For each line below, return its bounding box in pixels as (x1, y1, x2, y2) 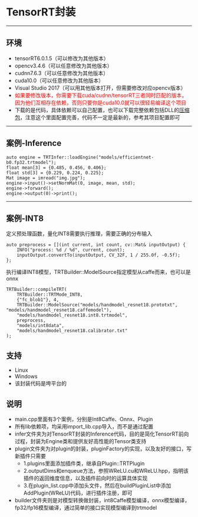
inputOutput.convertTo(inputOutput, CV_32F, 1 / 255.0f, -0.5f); (16, 252, 181, 258)
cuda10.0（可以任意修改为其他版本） (14, 77, 104, 84)
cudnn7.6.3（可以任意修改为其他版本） (14, 69, 109, 77)
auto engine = (6, 154, 41, 160)
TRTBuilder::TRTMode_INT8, (16, 292, 83, 298)
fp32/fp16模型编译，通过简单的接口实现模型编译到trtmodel (14, 504, 157, 511)
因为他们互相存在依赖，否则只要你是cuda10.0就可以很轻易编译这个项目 (14, 99, 187, 106)
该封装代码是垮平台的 (14, 380, 67, 387)
